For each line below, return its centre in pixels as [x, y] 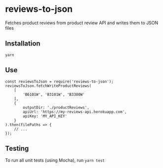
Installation [23, 44]
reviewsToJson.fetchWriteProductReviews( [48, 86]
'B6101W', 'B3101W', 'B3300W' [54, 94]
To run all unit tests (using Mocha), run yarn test [55, 160]
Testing [17, 148]
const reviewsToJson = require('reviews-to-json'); [59, 82]
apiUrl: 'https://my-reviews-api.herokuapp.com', [75, 112]
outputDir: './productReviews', [56, 107]
